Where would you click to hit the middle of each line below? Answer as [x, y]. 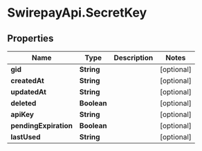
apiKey [22, 114]
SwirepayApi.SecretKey [77, 13]
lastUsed [26, 137]
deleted [24, 103]
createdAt [28, 81]
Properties [30, 38]
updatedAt [29, 92]
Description [134, 58]
